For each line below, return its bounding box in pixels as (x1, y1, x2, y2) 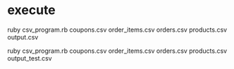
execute (7, 2, 56, 18)
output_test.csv (7, 54, 52, 62)
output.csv (7, 32, 39, 41)
